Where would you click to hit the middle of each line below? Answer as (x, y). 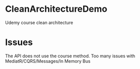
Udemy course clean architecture (39, 23)
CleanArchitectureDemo (56, 9)
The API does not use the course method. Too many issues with (70, 56)
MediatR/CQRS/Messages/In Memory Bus (48, 61)
